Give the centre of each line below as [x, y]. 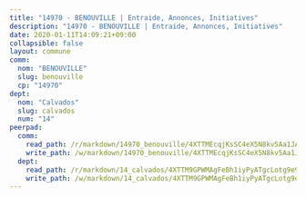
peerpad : [26, 128]
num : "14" [36, 119]
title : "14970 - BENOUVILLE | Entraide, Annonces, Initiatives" [134, 18]
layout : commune [40, 52]
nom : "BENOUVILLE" [53, 69]
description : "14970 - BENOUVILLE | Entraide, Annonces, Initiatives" [146, 26]
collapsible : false [46, 43]
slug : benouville [51, 77]
